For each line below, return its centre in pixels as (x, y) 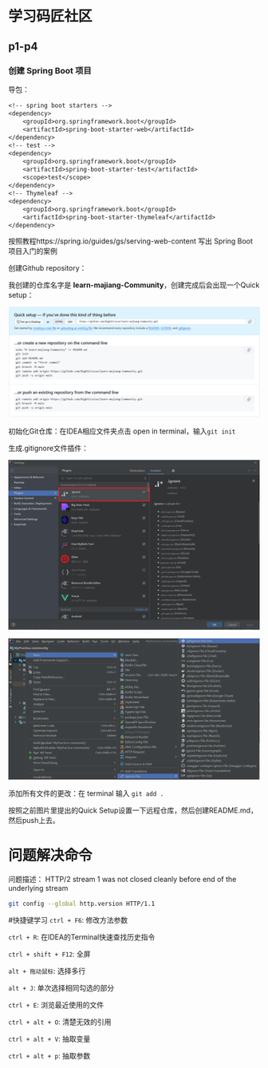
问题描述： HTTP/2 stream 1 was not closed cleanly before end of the (122, 879)
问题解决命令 (51, 856)
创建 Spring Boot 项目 (50, 70)
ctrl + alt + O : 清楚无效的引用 (60, 1022)
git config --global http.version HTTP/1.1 (82, 904)
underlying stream (38, 888)
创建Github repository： (47, 267)
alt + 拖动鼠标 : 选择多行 (47, 971)
